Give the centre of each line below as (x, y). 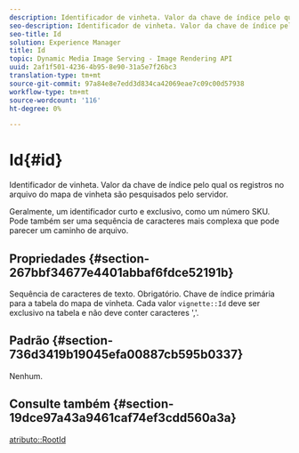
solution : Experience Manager (65, 42)
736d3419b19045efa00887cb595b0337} (126, 355)
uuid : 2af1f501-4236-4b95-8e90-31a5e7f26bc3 (93, 68)
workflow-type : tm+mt (49, 92)
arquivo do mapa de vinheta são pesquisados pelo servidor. (119, 194)
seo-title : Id (36, 34)
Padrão (30, 340)
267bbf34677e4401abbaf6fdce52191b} (121, 272)
